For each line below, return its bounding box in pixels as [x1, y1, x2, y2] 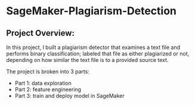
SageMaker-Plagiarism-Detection [6, 4, 177, 18]
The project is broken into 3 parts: [6, 68, 89, 75]
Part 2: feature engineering [14, 86, 82, 93]
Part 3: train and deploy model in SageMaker [14, 92, 125, 99]
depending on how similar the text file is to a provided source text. [6, 57, 169, 63]
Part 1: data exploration [14, 79, 72, 87]
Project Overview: [6, 28, 75, 38]
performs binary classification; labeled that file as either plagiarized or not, [6, 50, 190, 57]
